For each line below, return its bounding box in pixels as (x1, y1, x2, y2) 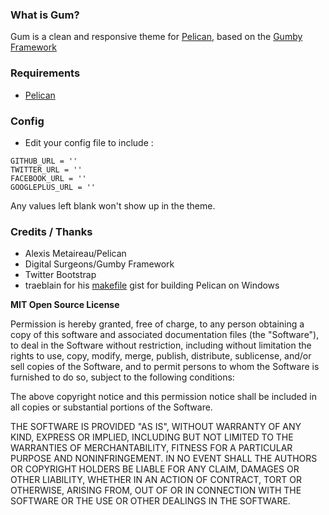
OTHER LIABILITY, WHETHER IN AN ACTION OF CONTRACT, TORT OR (10, 474, 302, 486)
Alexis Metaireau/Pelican (24, 248, 127, 260)
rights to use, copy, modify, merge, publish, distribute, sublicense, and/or (10, 350, 312, 362)
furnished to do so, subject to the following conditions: (10, 371, 235, 383)
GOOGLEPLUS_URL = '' (10, 182, 97, 192)
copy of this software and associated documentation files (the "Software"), (10, 329, 320, 341)
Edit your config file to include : (24, 136, 154, 148)
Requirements (10, 66, 81, 80)
